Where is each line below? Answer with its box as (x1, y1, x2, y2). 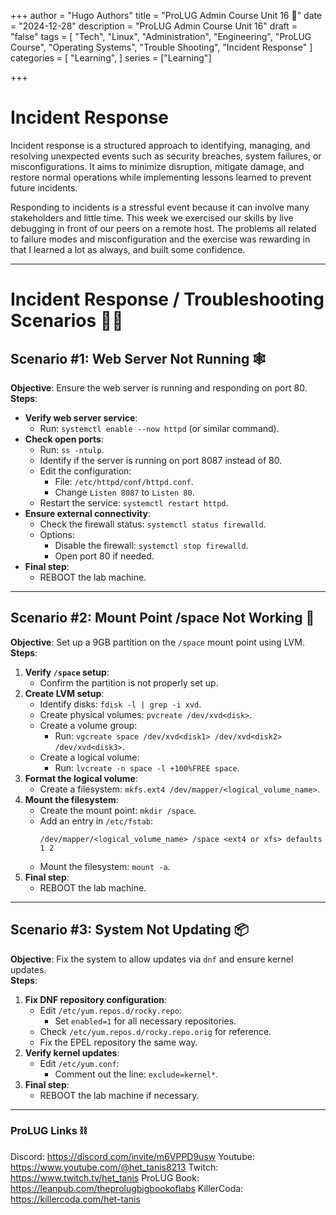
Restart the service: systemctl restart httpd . (39, 496, 229, 509)
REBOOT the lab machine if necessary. (39, 1089, 200, 1101)
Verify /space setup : (24, 666, 110, 678)
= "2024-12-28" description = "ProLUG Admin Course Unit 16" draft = (10, 20, 298, 32)
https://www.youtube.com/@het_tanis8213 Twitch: (10, 1161, 219, 1173)
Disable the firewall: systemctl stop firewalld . (54, 539, 249, 551)
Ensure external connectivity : (24, 507, 151, 519)
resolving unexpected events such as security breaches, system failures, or (10, 150, 322, 162)
